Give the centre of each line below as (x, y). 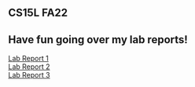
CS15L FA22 (38, 13)
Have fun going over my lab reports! (98, 40)
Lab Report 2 (29, 67)
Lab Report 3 (29, 75)
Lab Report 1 (28, 59)
